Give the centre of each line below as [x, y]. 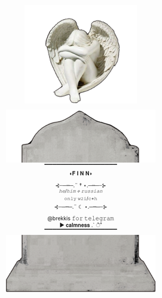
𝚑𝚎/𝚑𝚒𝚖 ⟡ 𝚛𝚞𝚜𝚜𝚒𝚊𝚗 [81, 191]
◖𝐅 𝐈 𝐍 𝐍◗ [81, 173]
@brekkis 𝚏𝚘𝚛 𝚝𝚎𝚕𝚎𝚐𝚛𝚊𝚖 [81, 218]
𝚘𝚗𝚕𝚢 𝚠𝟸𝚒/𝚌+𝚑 [81, 198]
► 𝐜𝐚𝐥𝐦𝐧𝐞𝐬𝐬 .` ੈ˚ [81, 225]
